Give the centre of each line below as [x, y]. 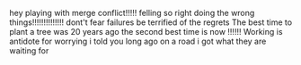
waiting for [29, 51]
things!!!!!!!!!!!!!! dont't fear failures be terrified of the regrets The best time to [151, 22]
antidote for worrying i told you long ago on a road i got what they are [138, 41]
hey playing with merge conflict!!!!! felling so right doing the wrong [132, 13]
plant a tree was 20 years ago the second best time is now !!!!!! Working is [146, 32]
